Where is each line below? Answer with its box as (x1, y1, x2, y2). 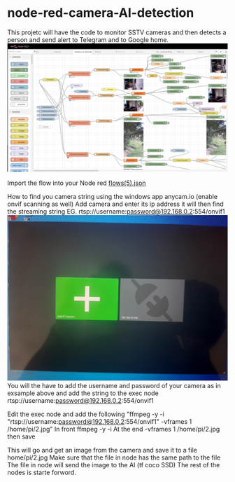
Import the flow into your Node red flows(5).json (7, 179, 146, 187)
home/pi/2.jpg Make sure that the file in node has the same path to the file (7, 453, 221, 462)
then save (7, 432, 36, 441)
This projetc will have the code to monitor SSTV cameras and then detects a (7, 28, 227, 36)
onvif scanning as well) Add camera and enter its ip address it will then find (7, 200, 224, 208)
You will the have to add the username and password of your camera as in (7, 382, 222, 390)
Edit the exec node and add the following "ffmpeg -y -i (7, 410, 164, 418)
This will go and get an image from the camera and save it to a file (7, 446, 197, 455)
